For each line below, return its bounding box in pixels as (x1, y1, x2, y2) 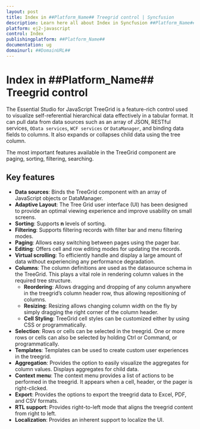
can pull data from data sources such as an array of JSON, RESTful (6, 118, 171, 125)
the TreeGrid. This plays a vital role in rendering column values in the (14, 271, 184, 278)
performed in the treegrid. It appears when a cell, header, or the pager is (14, 378, 193, 385)
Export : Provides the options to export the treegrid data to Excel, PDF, (14, 391, 186, 398)
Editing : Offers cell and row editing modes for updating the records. (14, 245, 182, 252)
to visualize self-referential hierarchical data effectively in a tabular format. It (6, 111, 193, 119)
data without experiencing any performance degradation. (14, 257, 155, 265)
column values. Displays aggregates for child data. (14, 365, 139, 372)
